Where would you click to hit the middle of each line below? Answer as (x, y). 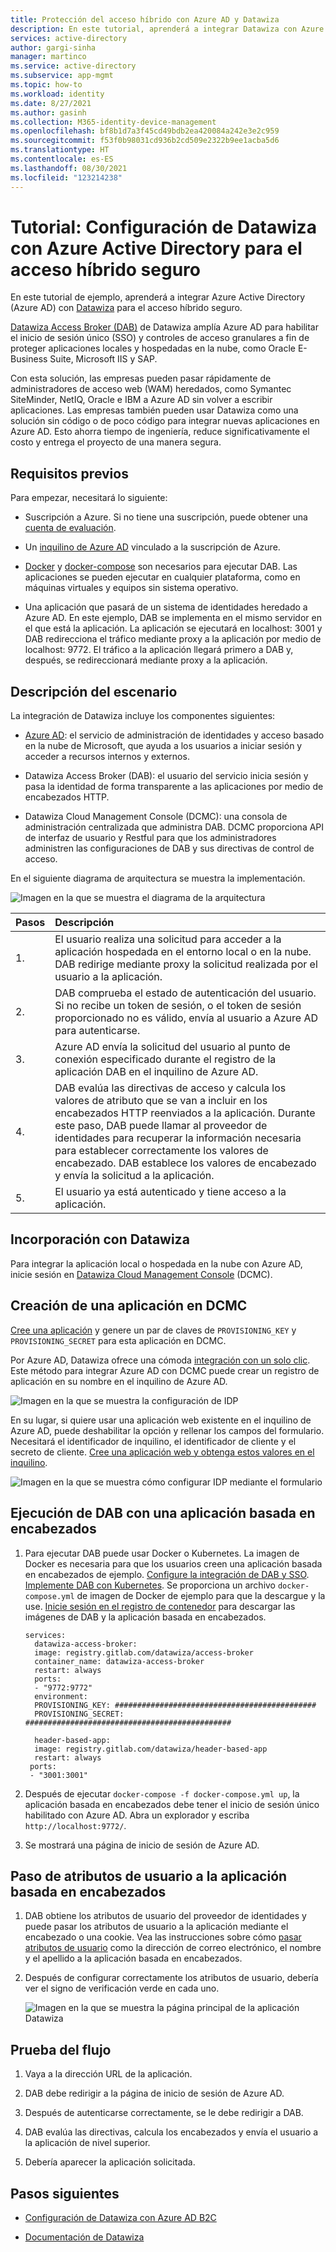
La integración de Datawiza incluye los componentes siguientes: (143, 716)
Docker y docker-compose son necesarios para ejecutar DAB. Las (161, 567)
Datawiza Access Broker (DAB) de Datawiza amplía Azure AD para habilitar (164, 327)
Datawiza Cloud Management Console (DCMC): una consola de (156, 817)
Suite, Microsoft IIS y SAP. (103, 359)
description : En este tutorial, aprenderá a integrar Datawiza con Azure (167, 29)
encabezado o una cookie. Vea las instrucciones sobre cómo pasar (163, 1937)
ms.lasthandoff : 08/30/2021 (69, 168)
